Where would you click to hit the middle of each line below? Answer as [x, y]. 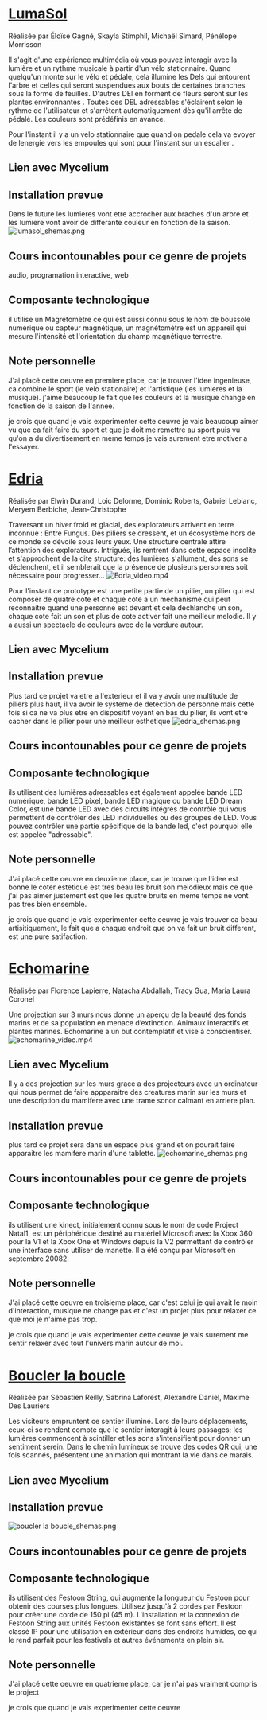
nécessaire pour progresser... [56, 575]
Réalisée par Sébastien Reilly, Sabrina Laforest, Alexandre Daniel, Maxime [129, 1398]
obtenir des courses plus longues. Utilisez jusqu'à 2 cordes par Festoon [126, 1606]
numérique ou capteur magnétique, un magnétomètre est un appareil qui [127, 328]
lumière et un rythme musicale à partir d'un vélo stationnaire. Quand [120, 68]
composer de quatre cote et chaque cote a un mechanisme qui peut [120, 599]
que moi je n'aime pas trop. [53, 1319]
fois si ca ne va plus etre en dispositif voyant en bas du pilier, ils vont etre [128, 712]
